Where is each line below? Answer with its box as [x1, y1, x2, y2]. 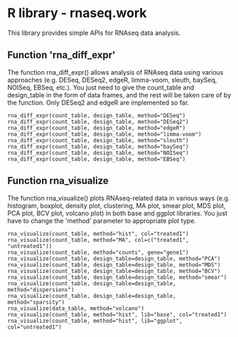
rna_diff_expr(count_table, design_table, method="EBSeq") [7, 155, 186, 163]
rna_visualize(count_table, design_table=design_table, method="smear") [7, 274, 227, 281]
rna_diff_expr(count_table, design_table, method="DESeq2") [7, 118, 190, 125]
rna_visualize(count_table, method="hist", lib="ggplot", [7, 317, 183, 324]
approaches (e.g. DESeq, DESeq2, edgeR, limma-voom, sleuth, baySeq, [7, 75, 217, 84]
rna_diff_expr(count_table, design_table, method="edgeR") [7, 124, 186, 132]
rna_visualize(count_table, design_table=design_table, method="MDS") [7, 261, 221, 268]
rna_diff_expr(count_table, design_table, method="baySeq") [7, 143, 190, 150]
